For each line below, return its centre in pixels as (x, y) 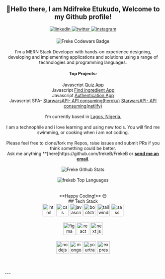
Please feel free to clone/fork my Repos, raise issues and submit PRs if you (83, 143)
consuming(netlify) (83, 106)
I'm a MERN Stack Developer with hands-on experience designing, (83, 52)
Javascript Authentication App (83, 96)
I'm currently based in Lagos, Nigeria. (83, 117)
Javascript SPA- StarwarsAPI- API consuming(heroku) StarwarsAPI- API (83, 101)
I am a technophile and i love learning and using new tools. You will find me (83, 127)
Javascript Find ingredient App (83, 90)
